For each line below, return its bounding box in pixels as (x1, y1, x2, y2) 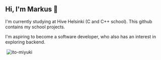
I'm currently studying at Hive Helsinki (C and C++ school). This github (5, 18, 152, 24)
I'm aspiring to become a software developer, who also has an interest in (5, 33, 156, 39)
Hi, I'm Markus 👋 (5, 5, 58, 14)
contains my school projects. (5, 24, 66, 30)
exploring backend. (5, 39, 45, 45)
